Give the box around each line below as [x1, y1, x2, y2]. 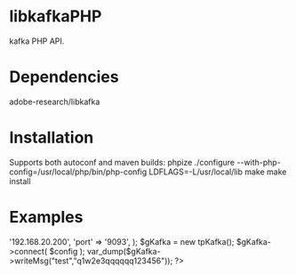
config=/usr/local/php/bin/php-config [9, 166, 148, 177]
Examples [9, 207, 84, 227]
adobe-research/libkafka [9, 96, 100, 107]
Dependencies [9, 67, 119, 87]
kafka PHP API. [9, 36, 65, 46]
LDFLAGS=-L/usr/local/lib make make [148, 166, 287, 177]
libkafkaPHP [9, 6, 102, 27]
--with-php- [236, 157, 282, 167]
